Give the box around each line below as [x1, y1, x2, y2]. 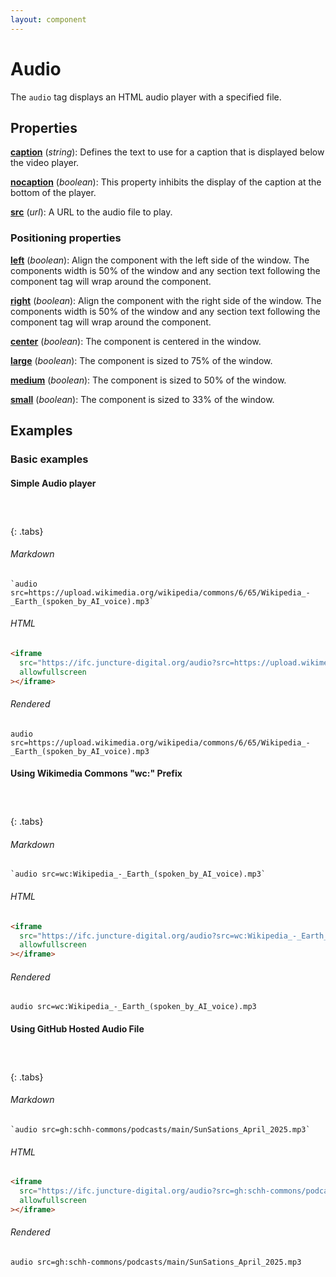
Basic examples [10, 452, 89, 466]
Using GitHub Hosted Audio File [10, 1022, 145, 1035]
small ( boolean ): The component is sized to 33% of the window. [10, 393, 275, 405]
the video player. [10, 157, 80, 169]
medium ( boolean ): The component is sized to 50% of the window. [10, 374, 287, 386]
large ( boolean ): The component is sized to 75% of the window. [10, 354, 273, 366]
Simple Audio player [10, 477, 97, 489]
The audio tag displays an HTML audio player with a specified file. [10, 91, 282, 103]
